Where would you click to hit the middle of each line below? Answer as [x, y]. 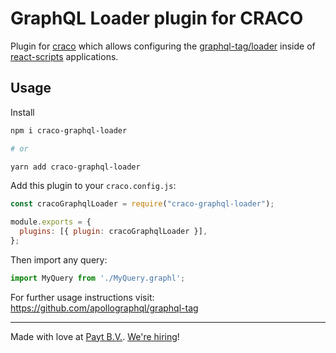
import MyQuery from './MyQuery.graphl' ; [98, 278]
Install [22, 112]
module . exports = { [51, 222]
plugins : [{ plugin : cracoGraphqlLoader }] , [113, 232]
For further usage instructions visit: [82, 297]
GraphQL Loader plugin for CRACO [157, 18]
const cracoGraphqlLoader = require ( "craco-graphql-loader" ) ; [142, 204]
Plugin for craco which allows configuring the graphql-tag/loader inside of [163, 46]
